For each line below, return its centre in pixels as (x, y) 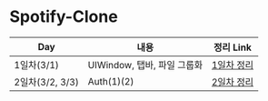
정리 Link (232, 47)
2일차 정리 (233, 82)
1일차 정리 (233, 65)
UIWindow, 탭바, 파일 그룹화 (145, 65)
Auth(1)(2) (111, 81)
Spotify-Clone (64, 17)
